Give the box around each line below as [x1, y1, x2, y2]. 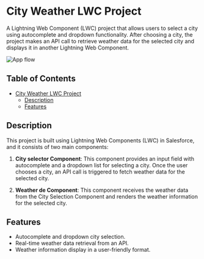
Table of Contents [6, 73, 76, 84]
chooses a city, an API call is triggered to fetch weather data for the [15, 168, 185, 175]
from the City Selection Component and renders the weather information [15, 192, 199, 200]
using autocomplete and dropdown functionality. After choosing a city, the [6, 31, 193, 38]
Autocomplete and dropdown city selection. [15, 233, 126, 241]
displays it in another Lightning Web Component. [6, 44, 129, 51]
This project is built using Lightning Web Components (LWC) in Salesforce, [6, 136, 195, 144]
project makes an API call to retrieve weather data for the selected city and [6, 37, 194, 45]
